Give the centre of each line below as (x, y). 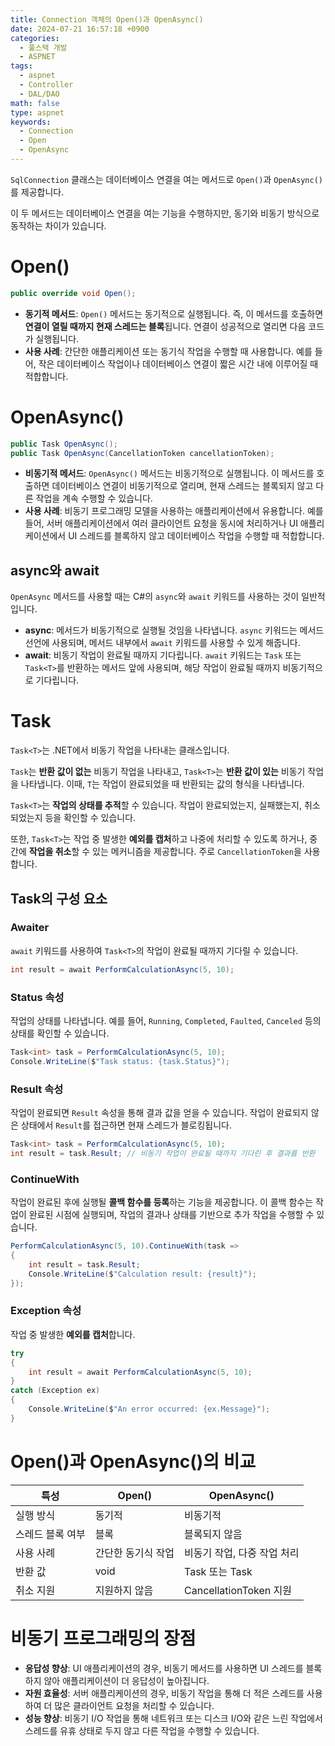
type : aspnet (37, 112)
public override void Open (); (73, 293)
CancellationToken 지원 (238, 1590)
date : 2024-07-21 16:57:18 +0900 (80, 29)
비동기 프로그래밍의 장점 (103, 1638)
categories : (35, 38)
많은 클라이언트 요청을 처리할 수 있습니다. (134, 1705)
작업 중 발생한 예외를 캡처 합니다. (73, 1334)
